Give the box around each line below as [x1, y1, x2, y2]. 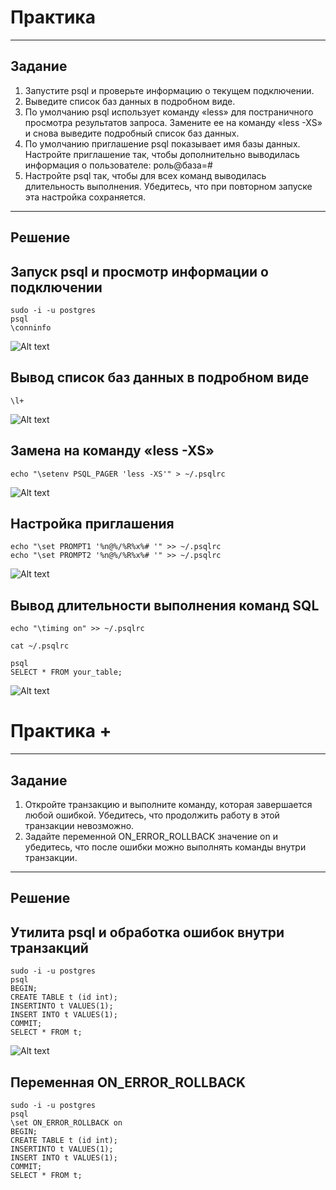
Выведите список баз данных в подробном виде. [24, 95, 236, 107]
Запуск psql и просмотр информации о [10, 263, 269, 280]
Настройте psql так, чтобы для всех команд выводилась [24, 169, 267, 181]
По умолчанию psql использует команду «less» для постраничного [24, 106, 314, 118]
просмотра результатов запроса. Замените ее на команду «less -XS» [24, 116, 323, 128]
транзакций [10, 939, 89, 956]
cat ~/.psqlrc [10, 641, 70, 651]
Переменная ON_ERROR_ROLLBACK [10, 1074, 247, 1091]
